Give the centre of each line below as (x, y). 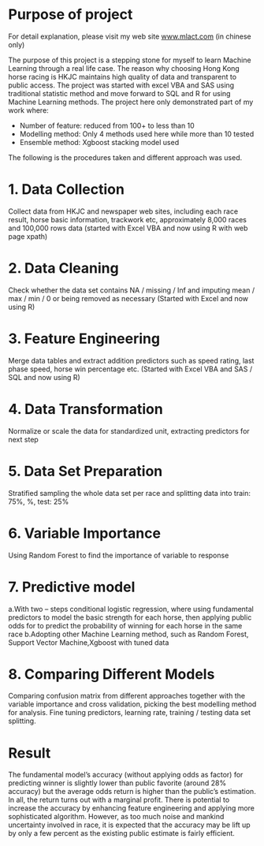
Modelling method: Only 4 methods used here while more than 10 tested (137, 134)
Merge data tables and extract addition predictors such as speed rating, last (131, 360)
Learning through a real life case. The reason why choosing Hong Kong (124, 68)
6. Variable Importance (85, 533)
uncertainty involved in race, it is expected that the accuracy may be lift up (129, 825)
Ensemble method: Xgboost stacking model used (99, 142)
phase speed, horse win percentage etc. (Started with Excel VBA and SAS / (130, 369)
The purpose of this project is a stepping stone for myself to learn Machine (130, 60)
